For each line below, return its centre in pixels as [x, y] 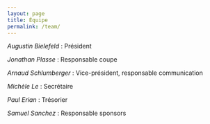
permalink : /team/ [34, 26]
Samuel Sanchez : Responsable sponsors [67, 113]
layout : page [26, 14]
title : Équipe [28, 20]
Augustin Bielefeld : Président [49, 46]
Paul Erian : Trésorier [38, 100]
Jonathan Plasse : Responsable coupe [62, 60]
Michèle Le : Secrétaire [40, 87]
